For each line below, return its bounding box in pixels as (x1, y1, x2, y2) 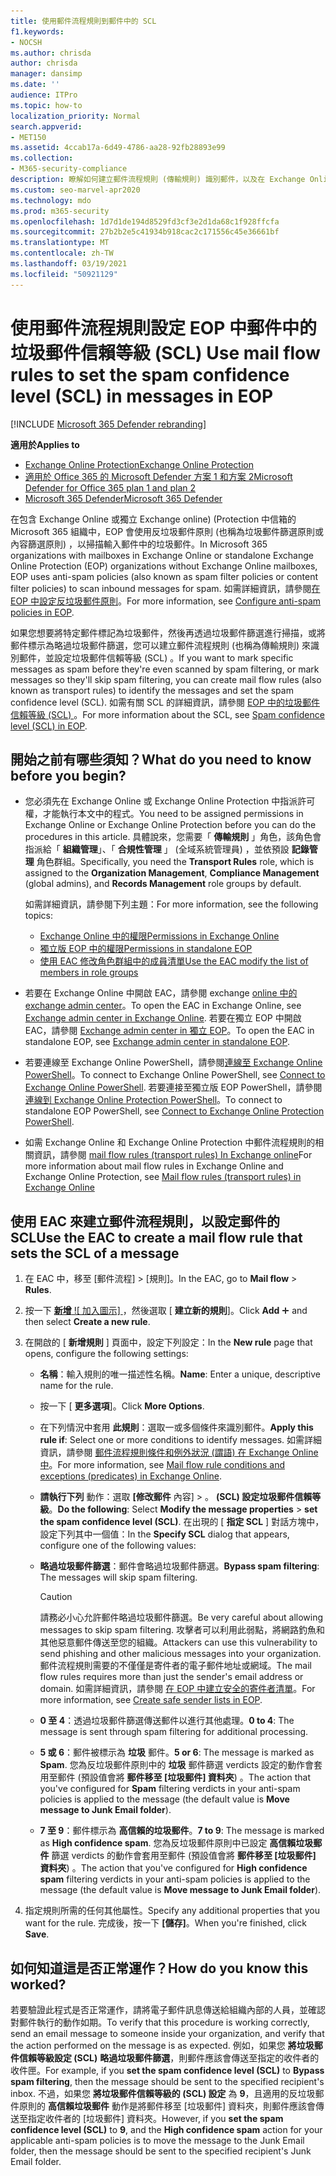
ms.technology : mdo (10, 195, 92, 205)
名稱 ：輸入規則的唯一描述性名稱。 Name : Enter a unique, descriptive (39, 1368, 321, 1380)
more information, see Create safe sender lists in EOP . (39, 1694, 263, 1706)
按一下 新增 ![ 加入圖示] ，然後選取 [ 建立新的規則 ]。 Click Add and (24, 1305, 308, 1317)
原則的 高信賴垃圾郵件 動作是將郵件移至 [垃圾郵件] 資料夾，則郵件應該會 (18, 2100, 316, 2112)
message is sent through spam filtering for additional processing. (39, 1726, 309, 1738)
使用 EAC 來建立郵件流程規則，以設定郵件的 (10, 1213, 281, 1230)
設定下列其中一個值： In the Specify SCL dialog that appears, (39, 1528, 290, 1540)
